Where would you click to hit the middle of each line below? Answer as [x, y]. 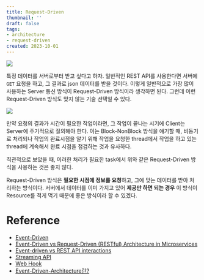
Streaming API [33, 257]
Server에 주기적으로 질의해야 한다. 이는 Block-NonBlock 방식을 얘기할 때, [94, 131]
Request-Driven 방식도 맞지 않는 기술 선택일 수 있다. [69, 99]
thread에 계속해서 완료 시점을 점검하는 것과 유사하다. [69, 146]
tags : [13, 29]
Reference [33, 221]
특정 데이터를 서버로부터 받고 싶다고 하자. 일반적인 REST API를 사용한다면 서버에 [102, 76]
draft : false [23, 23]
